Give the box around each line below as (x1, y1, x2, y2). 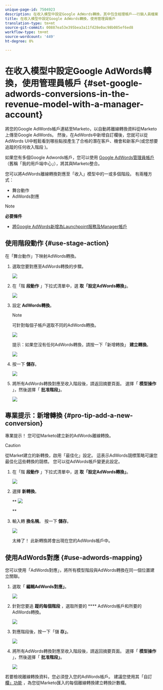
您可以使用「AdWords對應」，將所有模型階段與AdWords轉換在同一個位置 (5, 567, 150, 573)
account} (5, 109, 43, 120)
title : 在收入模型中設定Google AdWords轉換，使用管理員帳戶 (5, 16, 116, 21)
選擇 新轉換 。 (12, 488, 39, 494)
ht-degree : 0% (5, 39, 34, 44)
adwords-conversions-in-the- (5, 88, 130, 99)
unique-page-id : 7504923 (5, 7, 55, 12)
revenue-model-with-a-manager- (5, 98, 144, 110)
